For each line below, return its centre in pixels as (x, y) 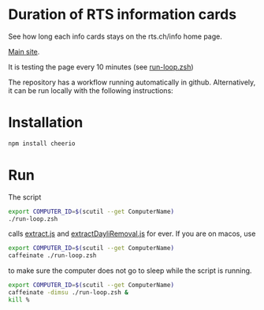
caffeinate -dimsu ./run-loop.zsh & (68, 293)
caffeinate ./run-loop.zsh (52, 256)
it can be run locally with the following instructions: (91, 90)
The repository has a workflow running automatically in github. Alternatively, (132, 82)
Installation (46, 123)
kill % (19, 300)
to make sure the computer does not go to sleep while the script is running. (130, 271)
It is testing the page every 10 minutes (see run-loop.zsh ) (101, 67)
